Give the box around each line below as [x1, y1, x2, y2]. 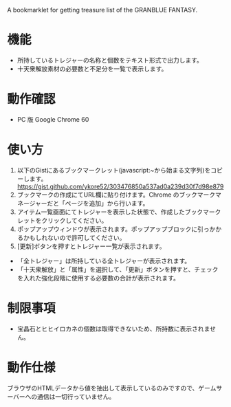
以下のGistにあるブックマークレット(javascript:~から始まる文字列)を [16, 166, 211, 174]
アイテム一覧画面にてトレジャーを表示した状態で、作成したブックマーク [16, 208, 221, 216]
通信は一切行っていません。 [36, 392, 115, 401]
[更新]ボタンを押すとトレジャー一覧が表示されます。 [16, 242, 166, 250]
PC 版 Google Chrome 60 [16, 115, 89, 123]
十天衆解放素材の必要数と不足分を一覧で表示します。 [16, 65, 168, 73]
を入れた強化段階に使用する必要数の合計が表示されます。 [16, 274, 180, 282]
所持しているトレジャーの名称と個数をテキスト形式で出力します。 [16, 56, 203, 64]
